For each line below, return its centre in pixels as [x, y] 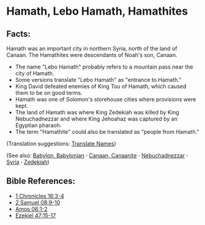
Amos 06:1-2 [31, 208]
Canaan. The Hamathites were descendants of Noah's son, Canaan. [92, 55]
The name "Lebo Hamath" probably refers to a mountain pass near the [104, 67]
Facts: [18, 34]
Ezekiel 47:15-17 [35, 215]
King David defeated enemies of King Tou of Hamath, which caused [101, 86]
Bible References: [41, 181]
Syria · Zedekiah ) [28, 162]
